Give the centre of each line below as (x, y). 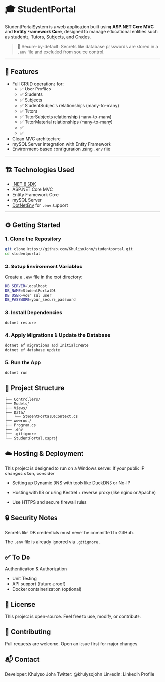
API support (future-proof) (39, 584)
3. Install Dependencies (34, 312)
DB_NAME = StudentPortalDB (30, 291)
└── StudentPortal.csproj (31, 438)
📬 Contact (22, 660)
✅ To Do (18, 557)
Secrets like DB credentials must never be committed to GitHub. (69, 532)
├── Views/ (16, 408)
